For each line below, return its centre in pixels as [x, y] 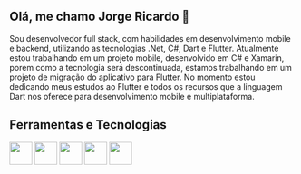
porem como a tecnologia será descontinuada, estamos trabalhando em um [151, 67]
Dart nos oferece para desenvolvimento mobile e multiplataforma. [132, 96]
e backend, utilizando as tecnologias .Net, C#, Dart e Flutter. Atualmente [144, 48]
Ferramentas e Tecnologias [88, 125]
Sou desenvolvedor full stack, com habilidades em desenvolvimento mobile [150, 38]
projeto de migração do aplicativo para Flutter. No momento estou [132, 77]
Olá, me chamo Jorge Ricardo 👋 [100, 17]
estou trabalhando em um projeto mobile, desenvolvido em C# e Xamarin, [147, 58]
